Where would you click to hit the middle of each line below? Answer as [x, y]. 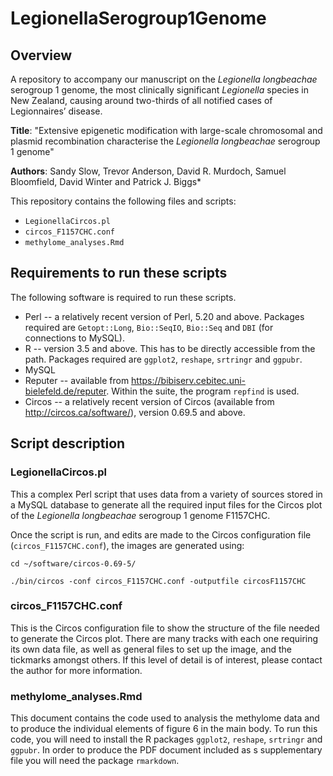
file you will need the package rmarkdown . [95, 761]
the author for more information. [76, 670]
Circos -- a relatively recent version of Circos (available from [149, 401]
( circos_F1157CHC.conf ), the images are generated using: [127, 545]
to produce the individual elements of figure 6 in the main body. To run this [164, 729]
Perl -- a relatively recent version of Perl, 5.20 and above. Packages [164, 316]
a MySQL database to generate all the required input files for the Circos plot [166, 504]
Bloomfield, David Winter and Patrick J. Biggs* [106, 181]
